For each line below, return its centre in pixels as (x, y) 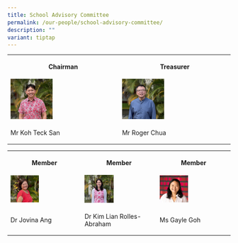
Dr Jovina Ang (31, 220)
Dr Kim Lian (101, 216)
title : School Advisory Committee (58, 15)
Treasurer (175, 67)
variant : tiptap (31, 38)
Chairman (63, 67)
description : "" (31, 30)
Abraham (98, 224)
